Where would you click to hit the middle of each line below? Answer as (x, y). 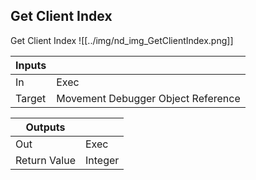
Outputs (45, 127)
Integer (102, 160)
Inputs (31, 65)
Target (31, 98)
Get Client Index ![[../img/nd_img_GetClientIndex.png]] (122, 40)
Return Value (45, 160)
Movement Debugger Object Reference (148, 98)
